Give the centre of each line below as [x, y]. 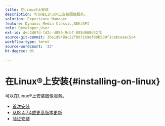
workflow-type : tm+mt [27, 42]
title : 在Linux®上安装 [27, 10]
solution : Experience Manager [36, 19]
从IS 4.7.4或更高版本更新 [37, 113]
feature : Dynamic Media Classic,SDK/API [47, 23]
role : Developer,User [27, 28]
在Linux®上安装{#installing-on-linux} [83, 81]
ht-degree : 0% [20, 51]
